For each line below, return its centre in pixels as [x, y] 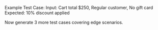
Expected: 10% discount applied [37, 13]
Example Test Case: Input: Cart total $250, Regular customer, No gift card [79, 8]
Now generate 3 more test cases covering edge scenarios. [64, 22]
